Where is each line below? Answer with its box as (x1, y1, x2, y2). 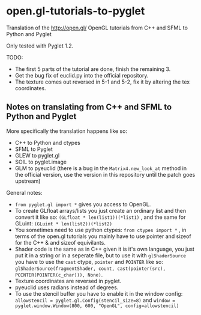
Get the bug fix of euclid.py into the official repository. (14, 72, 149, 79)
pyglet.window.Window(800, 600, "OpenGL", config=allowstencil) (14, 302, 179, 309)
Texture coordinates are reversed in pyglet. (14, 277, 122, 284)
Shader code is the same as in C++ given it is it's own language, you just (14, 245, 195, 252)
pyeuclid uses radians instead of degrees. (14, 284, 119, 291)
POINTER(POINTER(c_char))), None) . (14, 271, 103, 278)
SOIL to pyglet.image (14, 158, 67, 165)
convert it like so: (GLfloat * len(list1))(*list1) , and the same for (14, 213, 186, 221)
